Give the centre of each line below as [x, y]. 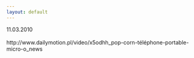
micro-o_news [25, 49]
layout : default [27, 12]
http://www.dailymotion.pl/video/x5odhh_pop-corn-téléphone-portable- [98, 42]
